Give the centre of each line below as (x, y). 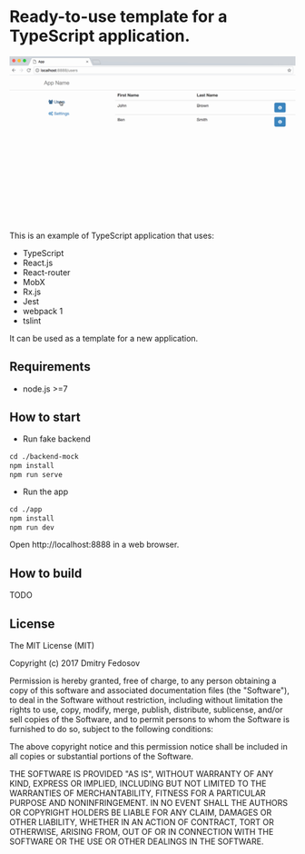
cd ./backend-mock (44, 457)
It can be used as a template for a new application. (104, 338)
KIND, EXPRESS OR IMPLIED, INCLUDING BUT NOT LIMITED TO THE (138, 784)
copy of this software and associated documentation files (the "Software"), (150, 690)
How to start (45, 417)
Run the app (45, 492)
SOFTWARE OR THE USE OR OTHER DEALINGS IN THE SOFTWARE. (137, 841)
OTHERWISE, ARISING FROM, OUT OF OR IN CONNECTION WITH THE (142, 832)
